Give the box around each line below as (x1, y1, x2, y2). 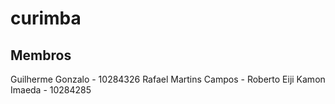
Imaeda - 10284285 (10, 84, 92, 96)
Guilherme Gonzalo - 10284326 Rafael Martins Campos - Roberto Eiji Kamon (10, 73, 326, 85)
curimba (10, 7, 82, 30)
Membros (10, 47, 72, 64)
